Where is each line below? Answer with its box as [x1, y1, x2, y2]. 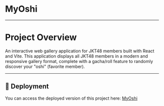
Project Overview [5, 32, 77, 43]
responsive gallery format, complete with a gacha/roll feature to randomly [5, 58, 153, 64]
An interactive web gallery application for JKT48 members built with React [5, 48, 155, 54]
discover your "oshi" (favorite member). [5, 64, 85, 69]
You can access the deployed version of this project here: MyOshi [5, 95, 138, 101]
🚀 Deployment [5, 82, 49, 91]
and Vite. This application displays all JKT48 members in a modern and [5, 53, 148, 59]
